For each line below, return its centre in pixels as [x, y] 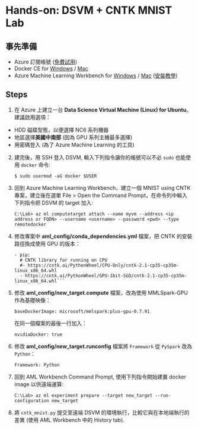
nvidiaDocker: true [38, 334]
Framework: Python [37, 365]
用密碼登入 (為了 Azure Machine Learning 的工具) [74, 145]
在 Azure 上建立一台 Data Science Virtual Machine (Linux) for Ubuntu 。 [103, 109]
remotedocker [30, 224]
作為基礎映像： [32, 300]
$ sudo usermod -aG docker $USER [55, 176]
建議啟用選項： [32, 117]
